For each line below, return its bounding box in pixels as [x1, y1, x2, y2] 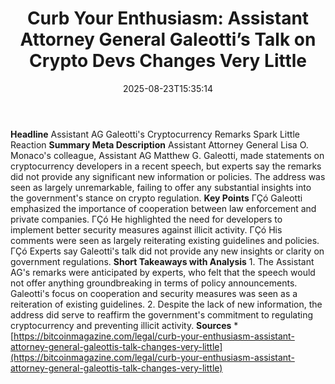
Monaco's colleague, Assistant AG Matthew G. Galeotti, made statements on [10, 149, 325, 161]
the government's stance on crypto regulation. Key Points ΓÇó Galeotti [10, 192, 303, 204]
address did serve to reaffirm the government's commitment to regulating [10, 308, 314, 321]
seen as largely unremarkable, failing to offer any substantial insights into [10, 181, 312, 193]
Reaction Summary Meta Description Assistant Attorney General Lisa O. [10, 138, 309, 151]
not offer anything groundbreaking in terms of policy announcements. [10, 277, 298, 289]
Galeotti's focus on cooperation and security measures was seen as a [10, 287, 298, 299]
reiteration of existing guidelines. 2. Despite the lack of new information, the [10, 298, 323, 310]
